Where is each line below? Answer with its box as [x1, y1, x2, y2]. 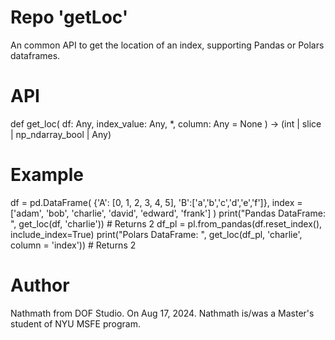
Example [10, 164, 84, 186]
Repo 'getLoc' [10, 6, 129, 29]
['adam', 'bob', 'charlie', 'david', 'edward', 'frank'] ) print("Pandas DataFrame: [10, 207, 326, 219]
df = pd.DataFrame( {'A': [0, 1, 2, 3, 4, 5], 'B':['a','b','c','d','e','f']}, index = [10, 196, 303, 208]
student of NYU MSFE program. [10, 317, 141, 330]
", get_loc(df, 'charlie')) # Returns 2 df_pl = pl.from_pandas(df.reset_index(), [10, 217, 323, 230]
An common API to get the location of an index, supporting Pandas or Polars [10, 39, 325, 51]
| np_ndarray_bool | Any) [10, 128, 112, 140]
